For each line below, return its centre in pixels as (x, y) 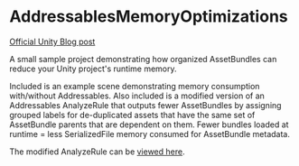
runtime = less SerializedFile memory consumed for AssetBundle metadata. (150, 134)
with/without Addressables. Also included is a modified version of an (137, 96)
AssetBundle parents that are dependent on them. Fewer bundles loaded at (149, 124)
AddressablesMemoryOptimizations (149, 17)
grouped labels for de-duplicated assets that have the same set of (132, 115)
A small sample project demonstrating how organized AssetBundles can (143, 59)
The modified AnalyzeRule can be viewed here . (97, 152)
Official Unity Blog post (52, 41)
